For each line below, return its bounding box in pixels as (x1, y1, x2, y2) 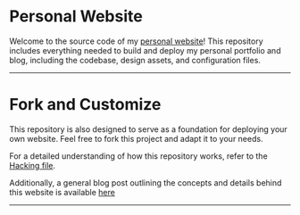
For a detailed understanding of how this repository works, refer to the (9, 150, 268, 161)
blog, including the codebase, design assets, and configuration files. (9, 54, 262, 65)
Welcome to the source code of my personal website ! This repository (9, 36, 263, 46)
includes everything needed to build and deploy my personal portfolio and (9, 45, 281, 55)
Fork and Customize (9, 95, 162, 115)
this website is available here (9, 186, 116, 197)
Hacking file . (9, 160, 56, 170)
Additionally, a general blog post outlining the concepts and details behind (9, 177, 282, 188)
